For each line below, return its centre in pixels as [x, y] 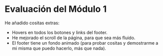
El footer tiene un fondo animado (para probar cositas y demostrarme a [85, 43]
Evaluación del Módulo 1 [56, 9]
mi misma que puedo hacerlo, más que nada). [59, 48]
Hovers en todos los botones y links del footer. [60, 32]
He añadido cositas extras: [32, 23]
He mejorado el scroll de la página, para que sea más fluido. [74, 38]
